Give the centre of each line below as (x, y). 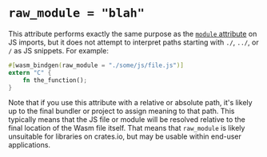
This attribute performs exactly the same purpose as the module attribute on (133, 33)
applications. (29, 145)
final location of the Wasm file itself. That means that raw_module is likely (127, 128)
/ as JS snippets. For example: (59, 50)
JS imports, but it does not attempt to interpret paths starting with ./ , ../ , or (133, 42)
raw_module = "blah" (77, 13)
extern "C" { (30, 73)
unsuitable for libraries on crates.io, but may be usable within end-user (125, 136)
